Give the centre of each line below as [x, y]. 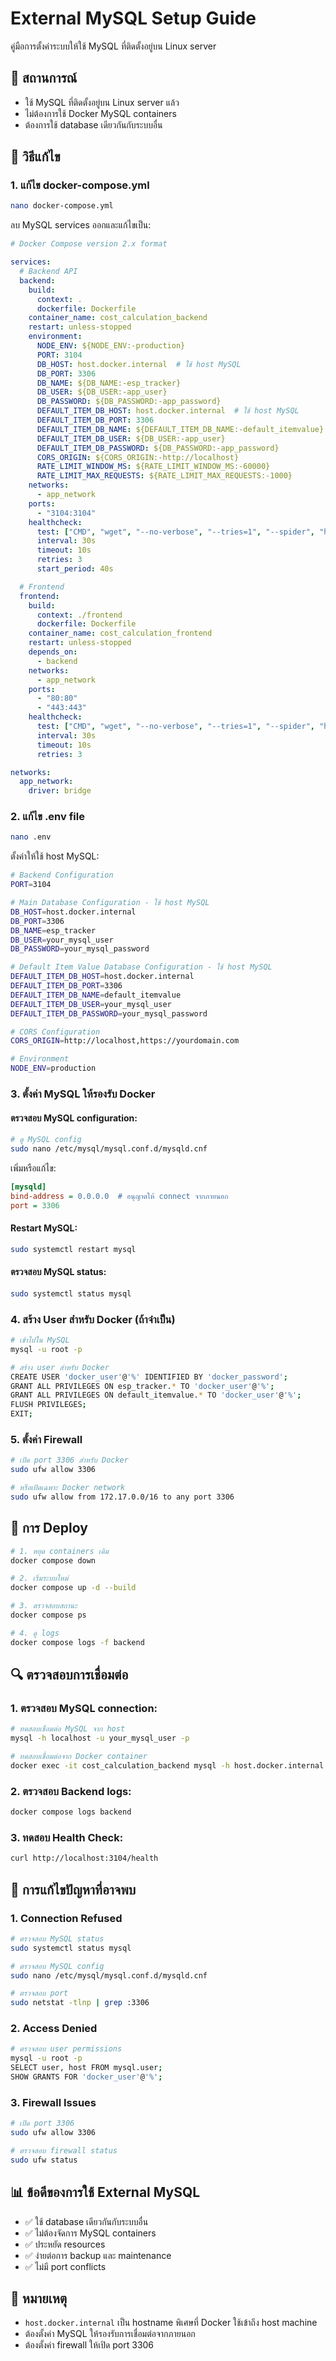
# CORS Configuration [55, 1032]
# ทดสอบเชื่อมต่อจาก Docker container [79, 1757]
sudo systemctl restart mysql [73, 1249]
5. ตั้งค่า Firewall [46, 1439]
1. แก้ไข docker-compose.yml [80, 185]
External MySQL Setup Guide [133, 18]
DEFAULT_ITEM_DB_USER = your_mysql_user [91, 1004]
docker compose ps [48, 1615]
